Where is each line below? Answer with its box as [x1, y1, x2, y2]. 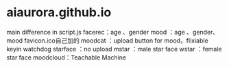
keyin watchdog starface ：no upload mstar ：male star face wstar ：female [6, 45, 222, 53]
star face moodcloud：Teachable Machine [6, 53, 127, 62]
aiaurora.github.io [6, 5, 112, 20]
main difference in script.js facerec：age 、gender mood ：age [6, 28, 186, 36]
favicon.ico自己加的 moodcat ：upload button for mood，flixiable [24, 36, 208, 45]
